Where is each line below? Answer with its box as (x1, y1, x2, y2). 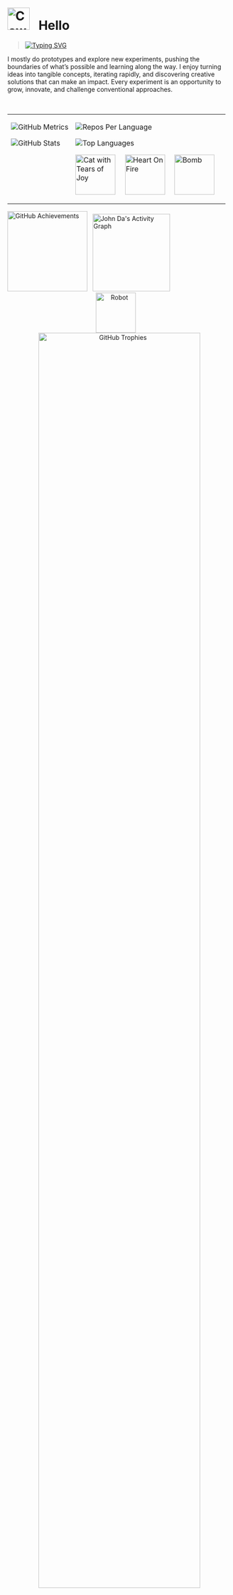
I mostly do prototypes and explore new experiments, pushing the (7, 54, 200, 63)
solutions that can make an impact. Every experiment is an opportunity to (7, 77, 222, 86)
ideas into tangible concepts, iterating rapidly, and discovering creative (7, 70, 215, 78)
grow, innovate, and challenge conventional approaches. (7, 85, 173, 93)
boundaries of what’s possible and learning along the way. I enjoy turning (7, 62, 222, 71)
